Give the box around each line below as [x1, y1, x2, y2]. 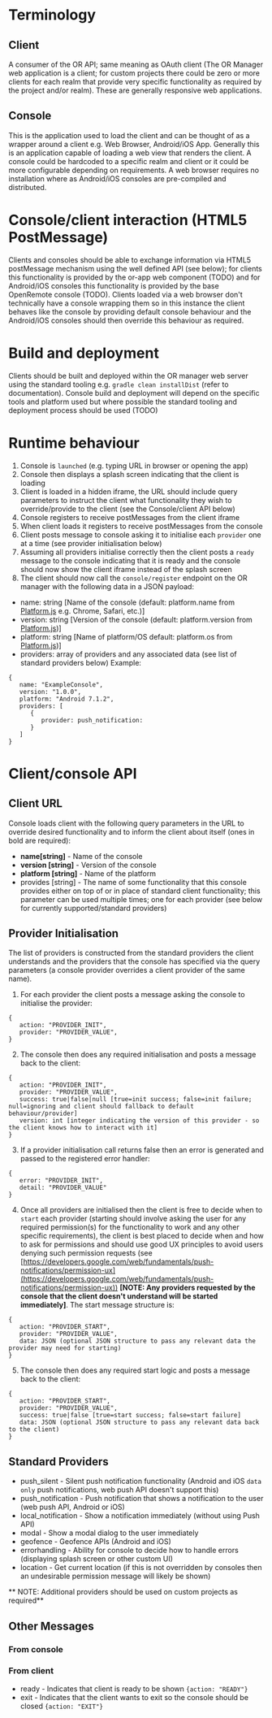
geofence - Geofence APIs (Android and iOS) [19, 1537, 172, 1547]
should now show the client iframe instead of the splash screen [19, 564, 233, 574]
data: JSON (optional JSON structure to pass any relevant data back [19, 1418, 260, 1427]
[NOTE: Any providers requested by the [119, 1282, 256, 1293]
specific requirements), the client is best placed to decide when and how [19, 1231, 264, 1241]
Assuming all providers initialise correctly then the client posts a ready [19, 547, 254, 557]
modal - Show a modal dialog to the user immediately [19, 1528, 199, 1538]
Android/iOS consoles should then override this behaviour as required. [8, 315, 244, 325]
